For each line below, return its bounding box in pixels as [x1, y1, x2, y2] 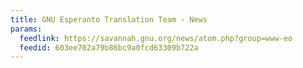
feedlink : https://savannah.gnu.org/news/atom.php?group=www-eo [19, 33, 293, 43]
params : [10, 24, 43, 34]
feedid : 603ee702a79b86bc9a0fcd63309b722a [19, 42, 199, 53]
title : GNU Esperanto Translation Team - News [10, 14, 208, 25]
